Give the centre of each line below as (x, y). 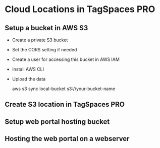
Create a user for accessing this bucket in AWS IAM (66, 59)
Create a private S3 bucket (40, 40)
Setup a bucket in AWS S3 (46, 28)
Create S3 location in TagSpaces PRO (65, 104)
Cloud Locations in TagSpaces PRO (80, 9)
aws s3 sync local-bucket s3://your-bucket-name (64, 89)
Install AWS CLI (28, 69)
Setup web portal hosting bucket (57, 122)
